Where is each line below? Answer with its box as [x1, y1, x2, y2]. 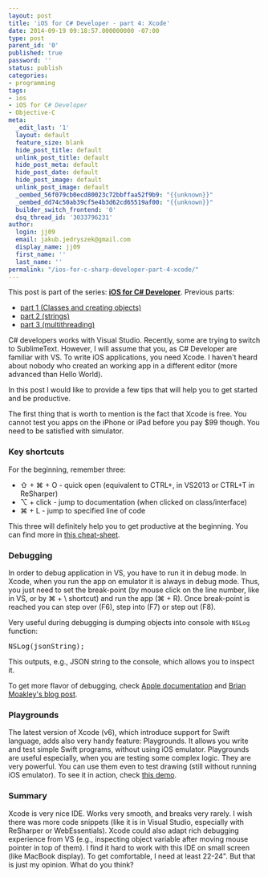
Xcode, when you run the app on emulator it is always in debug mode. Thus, [8, 576, 261, 586]
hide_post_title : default [15, 146, 103, 154]
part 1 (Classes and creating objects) [19, 302, 142, 313]
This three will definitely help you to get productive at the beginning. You [8, 521, 249, 530]
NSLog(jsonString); [8, 641, 85, 651]
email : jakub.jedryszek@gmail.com [15, 236, 131, 244]
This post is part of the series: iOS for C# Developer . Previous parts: [8, 287, 235, 297]
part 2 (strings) [19, 311, 71, 321]
